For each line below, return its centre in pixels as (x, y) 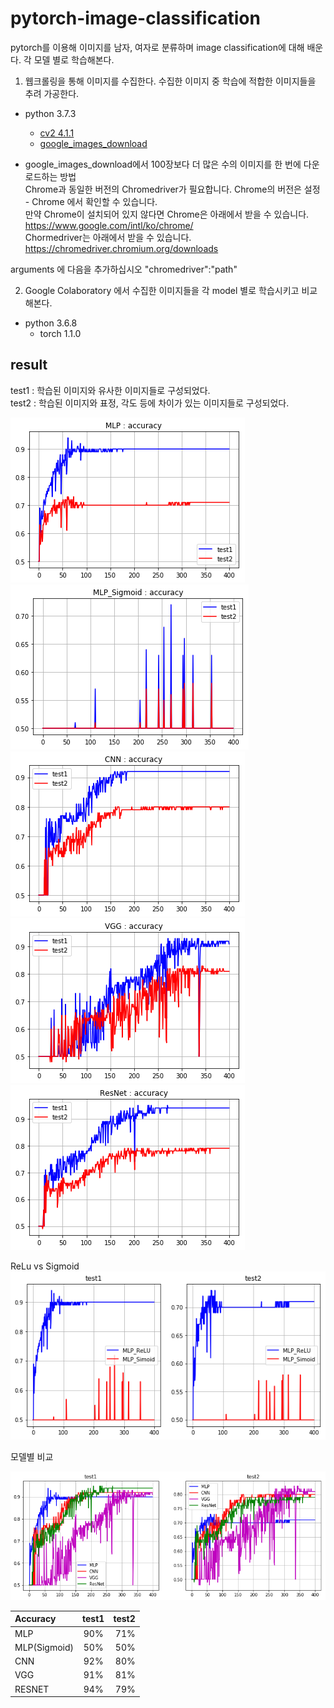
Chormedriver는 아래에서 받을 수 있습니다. (108, 237)
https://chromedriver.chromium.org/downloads (121, 248)
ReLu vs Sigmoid (45, 1266)
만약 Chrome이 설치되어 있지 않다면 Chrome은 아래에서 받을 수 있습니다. (167, 214)
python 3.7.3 (50, 113)
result (29, 365)
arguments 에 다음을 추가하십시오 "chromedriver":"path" (124, 269)
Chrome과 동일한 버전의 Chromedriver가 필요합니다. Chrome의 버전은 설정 (172, 189)
